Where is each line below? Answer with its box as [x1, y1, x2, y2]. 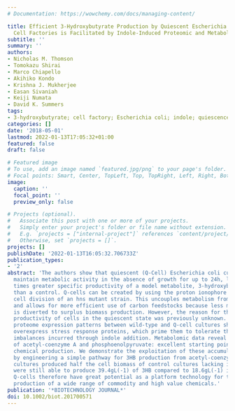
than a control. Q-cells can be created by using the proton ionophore [13, 288, 227, 296]
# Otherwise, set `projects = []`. [7, 237, 117, 244]
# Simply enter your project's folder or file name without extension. [7, 224, 227, 231]
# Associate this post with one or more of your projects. [7, 218, 190, 225]
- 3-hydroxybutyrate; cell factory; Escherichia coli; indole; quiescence [7, 114, 230, 121]
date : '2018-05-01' [7, 127, 64, 134]
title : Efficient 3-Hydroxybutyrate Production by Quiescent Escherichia [7, 22, 227, 30]
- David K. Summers [7, 101, 64, 109]
